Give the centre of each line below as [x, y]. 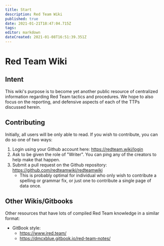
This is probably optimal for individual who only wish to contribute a [88, 175]
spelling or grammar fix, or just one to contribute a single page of [85, 181]
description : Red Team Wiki [34, 14]
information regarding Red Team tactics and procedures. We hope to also [79, 96]
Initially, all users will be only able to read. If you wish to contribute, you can [82, 134]
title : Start [18, 10]
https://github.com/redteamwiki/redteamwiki [57, 170]
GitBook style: [26, 228]
